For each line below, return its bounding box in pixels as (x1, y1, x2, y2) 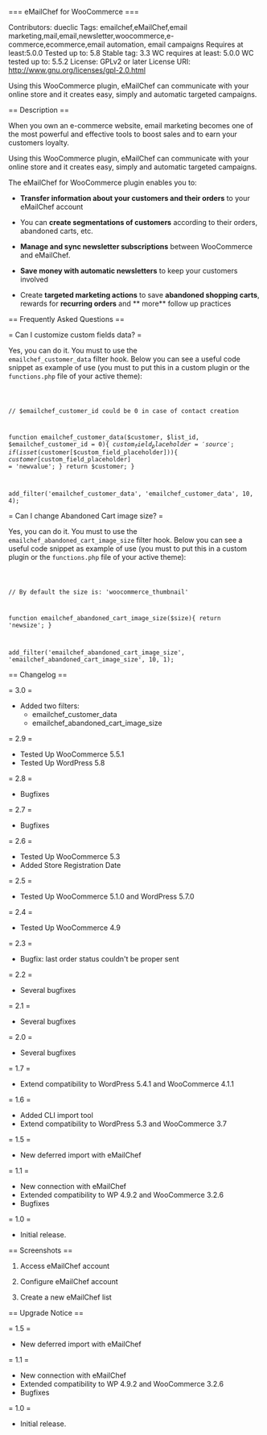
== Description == (8, 105, 70, 115)
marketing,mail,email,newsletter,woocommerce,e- (8, 31, 175, 40)
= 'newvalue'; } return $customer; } (8, 463, 135, 471)
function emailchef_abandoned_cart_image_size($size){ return (8, 614, 221, 622)
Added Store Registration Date (19, 860, 121, 870)
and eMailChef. (19, 250, 71, 260)
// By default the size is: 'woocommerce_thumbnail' (8, 588, 189, 596)
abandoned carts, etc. (19, 226, 94, 236)
